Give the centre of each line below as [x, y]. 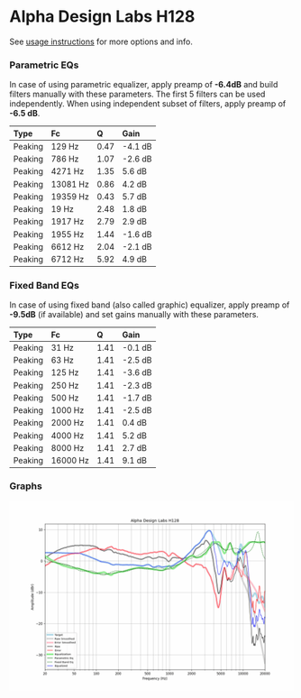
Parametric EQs [44, 65]
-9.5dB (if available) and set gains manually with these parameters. [134, 315]
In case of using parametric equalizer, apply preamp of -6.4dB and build [144, 85]
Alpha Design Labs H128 [102, 17]
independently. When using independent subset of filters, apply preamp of [148, 104]
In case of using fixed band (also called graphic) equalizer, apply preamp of [150, 305]
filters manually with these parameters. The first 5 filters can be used [137, 94]
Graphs [26, 486]
